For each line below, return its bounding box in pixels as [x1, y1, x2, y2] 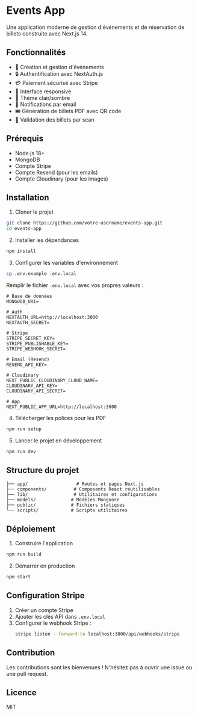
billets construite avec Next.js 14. [6, 29, 88, 37]
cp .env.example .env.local [6, 271, 77, 277]
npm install [6, 248, 36, 255]
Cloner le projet [14, 208, 54, 215]
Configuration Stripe [6, 590, 85, 601]
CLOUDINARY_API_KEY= [6, 383, 58, 389]
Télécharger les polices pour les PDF [14, 414, 107, 421]
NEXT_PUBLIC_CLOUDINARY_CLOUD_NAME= [6, 377, 98, 383]
